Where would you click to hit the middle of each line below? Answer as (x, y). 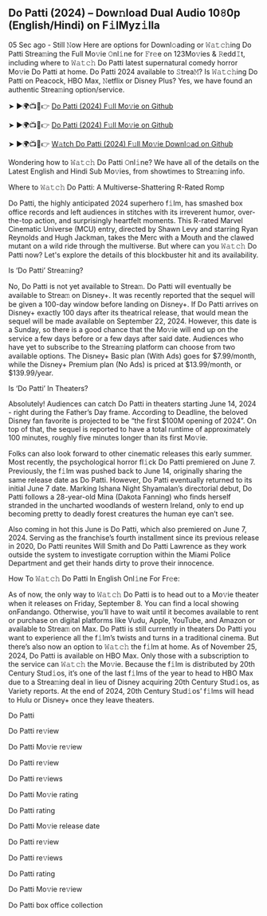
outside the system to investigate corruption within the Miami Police (120, 554)
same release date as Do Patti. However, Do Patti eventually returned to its (130, 480)
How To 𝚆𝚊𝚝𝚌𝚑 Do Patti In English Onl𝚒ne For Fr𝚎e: (94, 578)
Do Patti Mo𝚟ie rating (43, 794)
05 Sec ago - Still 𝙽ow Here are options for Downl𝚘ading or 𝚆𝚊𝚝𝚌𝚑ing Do (130, 45)
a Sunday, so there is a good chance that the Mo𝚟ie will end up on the (124, 329)
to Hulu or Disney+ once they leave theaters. (81, 699)
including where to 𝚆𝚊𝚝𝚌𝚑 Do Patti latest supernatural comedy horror (123, 62)
